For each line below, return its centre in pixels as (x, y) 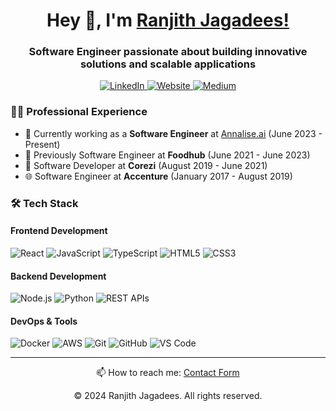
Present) (42, 144)
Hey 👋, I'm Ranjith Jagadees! (168, 20)
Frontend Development (59, 231)
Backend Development (58, 276)
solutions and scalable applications (168, 64)
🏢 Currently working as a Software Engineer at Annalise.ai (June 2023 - (173, 133)
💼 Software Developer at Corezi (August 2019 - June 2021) (146, 165)
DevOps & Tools (44, 321)
